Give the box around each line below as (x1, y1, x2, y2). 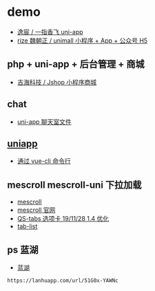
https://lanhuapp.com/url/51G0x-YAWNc (7, 277, 118, 284)
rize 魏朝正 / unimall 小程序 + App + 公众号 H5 (17, 36, 148, 45)
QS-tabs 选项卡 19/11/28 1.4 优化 (17, 215, 109, 223)
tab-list (17, 222, 38, 230)
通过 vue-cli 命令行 (17, 157, 71, 165)
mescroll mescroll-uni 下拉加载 (7, 179, 142, 191)
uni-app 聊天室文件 (17, 118, 72, 126)
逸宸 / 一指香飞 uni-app (17, 28, 84, 36)
